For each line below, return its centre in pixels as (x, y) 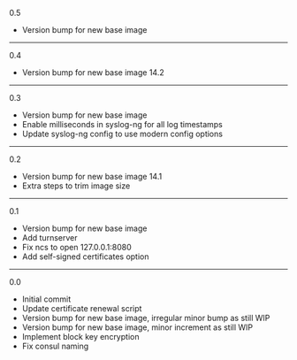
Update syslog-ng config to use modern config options (122, 134)
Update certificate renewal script (82, 308)
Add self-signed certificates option (85, 257)
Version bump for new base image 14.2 (93, 73)
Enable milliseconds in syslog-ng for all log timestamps (122, 124)
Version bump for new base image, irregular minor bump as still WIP (146, 318)
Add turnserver (49, 237)
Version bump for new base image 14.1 (92, 176)
